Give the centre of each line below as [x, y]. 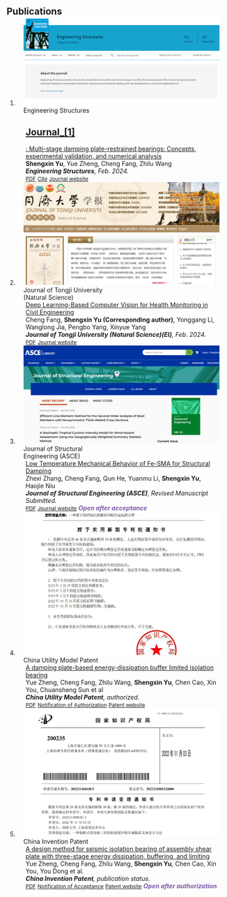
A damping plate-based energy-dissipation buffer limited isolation [119, 668]
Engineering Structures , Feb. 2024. [77, 171]
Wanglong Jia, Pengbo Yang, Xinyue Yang [86, 327]
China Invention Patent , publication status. [88, 878]
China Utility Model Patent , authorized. [83, 697]
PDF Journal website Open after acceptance [86, 508]
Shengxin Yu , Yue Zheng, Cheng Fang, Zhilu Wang [99, 164]
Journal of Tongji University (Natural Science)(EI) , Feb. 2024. [116, 334]
